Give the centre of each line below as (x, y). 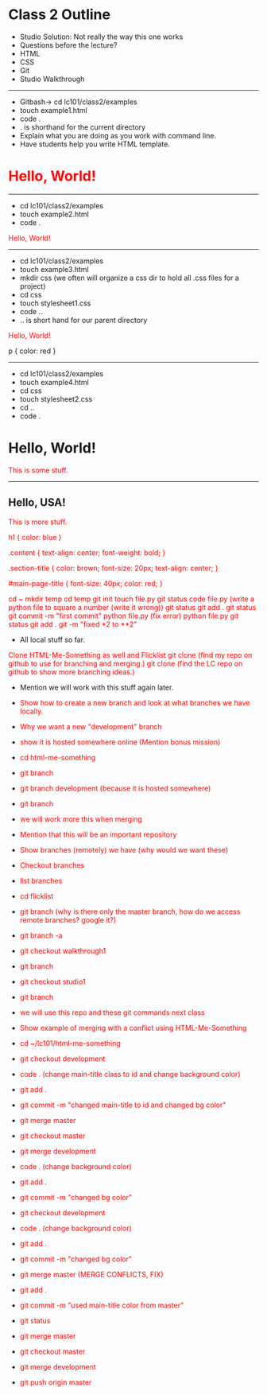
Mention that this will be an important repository (98, 834)
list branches (41, 880)
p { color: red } (32, 351)
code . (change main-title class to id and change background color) (130, 1074)
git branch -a (41, 935)
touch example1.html (53, 110)
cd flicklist (37, 896)
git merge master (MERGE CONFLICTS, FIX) (92, 1274)
